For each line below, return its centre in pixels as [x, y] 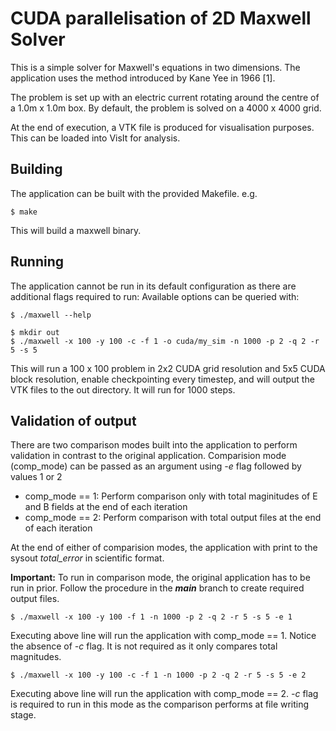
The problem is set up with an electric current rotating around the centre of [165, 97]
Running [37, 262]
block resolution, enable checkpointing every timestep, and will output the [162, 379]
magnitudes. [36, 657]
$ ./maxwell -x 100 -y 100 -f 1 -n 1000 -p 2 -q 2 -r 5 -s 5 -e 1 [151, 617]
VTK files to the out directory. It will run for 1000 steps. [123, 389]
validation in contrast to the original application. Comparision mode [148, 456]
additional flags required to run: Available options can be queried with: [155, 296]
